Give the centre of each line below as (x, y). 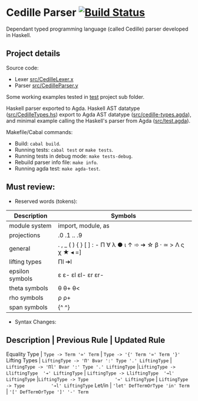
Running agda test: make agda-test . (57, 168)
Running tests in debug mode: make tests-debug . (74, 156)
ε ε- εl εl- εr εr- (81, 275)
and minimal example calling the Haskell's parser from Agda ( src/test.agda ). (98, 121)
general (20, 248)
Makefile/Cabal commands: (39, 132)
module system (30, 225)
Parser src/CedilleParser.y (46, 85)
